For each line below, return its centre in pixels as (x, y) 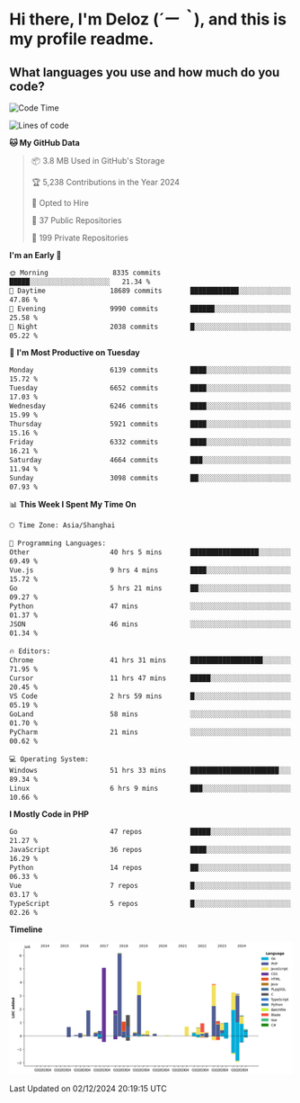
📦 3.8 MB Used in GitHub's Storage (98, 161)
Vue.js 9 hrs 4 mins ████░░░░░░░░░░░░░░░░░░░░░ (150, 570)
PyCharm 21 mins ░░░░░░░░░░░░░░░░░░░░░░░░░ (150, 732)
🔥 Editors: (30, 651)
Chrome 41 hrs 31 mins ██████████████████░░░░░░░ (150, 660)
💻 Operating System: (49, 759)
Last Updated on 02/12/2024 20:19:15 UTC (88, 1089)
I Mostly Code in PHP (49, 814)
